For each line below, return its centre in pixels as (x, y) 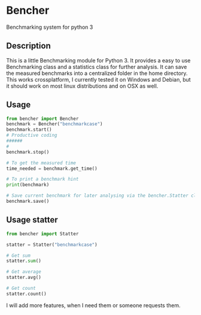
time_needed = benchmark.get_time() (52, 169)
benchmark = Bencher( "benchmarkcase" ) (54, 124)
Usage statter (32, 220)
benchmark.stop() (28, 152)
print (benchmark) (28, 185)
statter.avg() (24, 277)
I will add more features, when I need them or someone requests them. (93, 305)
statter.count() (26, 294)
